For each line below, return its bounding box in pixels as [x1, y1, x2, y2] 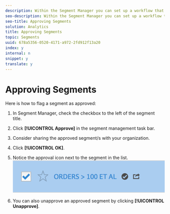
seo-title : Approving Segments [5, 19, 71, 24]
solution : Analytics [5, 24, 49, 29]
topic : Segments [5, 35, 39, 40]
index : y [5, 45, 24, 50]
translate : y [5, 61, 33, 67]
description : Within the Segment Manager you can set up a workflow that [5, 8, 164, 13]
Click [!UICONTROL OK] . [12, 145, 65, 151]
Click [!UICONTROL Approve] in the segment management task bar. [12, 125, 155, 131]
